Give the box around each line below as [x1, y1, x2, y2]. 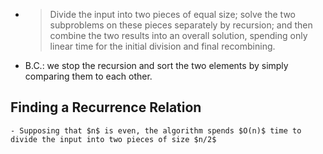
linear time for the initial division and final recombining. [49, 40, 276, 52]
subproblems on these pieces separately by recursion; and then [49, 19, 313, 31]
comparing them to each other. [24, 70, 153, 82]
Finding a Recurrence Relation [10, 99, 202, 116]
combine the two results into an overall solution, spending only [49, 30, 308, 41]
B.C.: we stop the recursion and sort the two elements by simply [24, 60, 289, 71]
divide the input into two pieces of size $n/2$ [10, 134, 217, 144]
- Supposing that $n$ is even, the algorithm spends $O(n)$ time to [10, 125, 302, 136]
